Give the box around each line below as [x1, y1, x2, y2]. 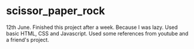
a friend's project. [6, 36, 49, 43]
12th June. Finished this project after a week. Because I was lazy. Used [6, 24, 178, 31]
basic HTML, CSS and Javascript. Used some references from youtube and [6, 30, 189, 37]
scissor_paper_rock [6, 4, 105, 18]
